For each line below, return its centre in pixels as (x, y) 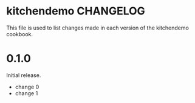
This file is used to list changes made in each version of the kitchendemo (98, 28)
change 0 (27, 87)
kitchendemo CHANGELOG (76, 11)
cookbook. (20, 34)
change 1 (26, 93)
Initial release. (24, 75)
